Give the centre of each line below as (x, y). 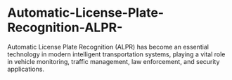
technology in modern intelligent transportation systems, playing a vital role (116, 54)
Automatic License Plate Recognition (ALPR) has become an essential (108, 47)
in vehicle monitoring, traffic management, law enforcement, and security (114, 61)
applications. (26, 69)
